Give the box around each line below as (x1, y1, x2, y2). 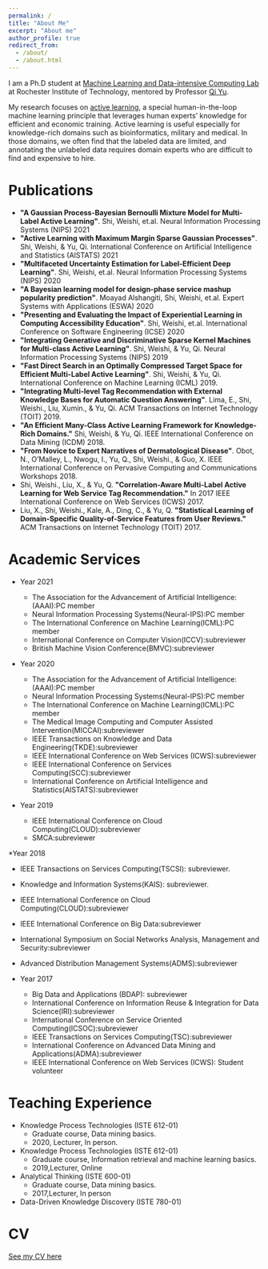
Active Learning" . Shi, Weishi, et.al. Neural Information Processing (40, 216, 261, 226)
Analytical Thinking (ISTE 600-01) (19, 1171, 131, 1181)
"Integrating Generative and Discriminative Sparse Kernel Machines (19, 335, 251, 345)
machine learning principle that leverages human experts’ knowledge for (8, 110, 248, 120)
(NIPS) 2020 (19, 275, 62, 285)
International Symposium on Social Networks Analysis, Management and (19, 934, 260, 944)
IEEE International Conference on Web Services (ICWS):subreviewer (31, 751, 257, 760)
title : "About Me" (8, 19, 70, 27)
